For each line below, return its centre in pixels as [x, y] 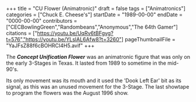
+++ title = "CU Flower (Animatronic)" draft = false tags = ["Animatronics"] [96, 8]
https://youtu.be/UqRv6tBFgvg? [75, 33]
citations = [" [22, 33]
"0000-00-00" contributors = [42, 21]
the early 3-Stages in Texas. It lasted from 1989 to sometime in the [86, 63]
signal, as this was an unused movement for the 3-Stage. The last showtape [98, 87]
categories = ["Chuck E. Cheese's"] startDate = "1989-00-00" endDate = [94, 15]
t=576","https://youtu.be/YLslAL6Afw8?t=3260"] [65, 39]
